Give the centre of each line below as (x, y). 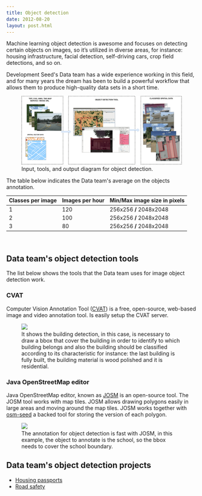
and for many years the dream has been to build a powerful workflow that (98, 81)
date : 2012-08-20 (28, 19)
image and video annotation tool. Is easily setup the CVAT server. (87, 315)
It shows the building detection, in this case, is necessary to (96, 334)
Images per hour (83, 201)
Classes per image (33, 201)
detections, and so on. (34, 63)
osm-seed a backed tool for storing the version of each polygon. (87, 415)
